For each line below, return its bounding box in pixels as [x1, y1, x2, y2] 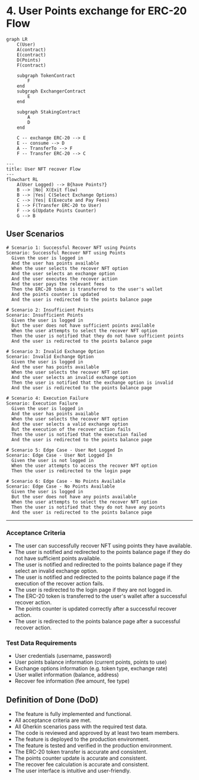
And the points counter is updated [11, 291, 99, 297]
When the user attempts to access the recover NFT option [11, 463, 158, 469]
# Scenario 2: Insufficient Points [6, 307, 94, 313]
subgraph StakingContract [17, 109, 81, 115]
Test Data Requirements [6, 639, 77, 647]
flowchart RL [6, 176, 38, 182]
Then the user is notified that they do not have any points [11, 504, 166, 510]
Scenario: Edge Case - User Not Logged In [6, 452, 113, 458]
